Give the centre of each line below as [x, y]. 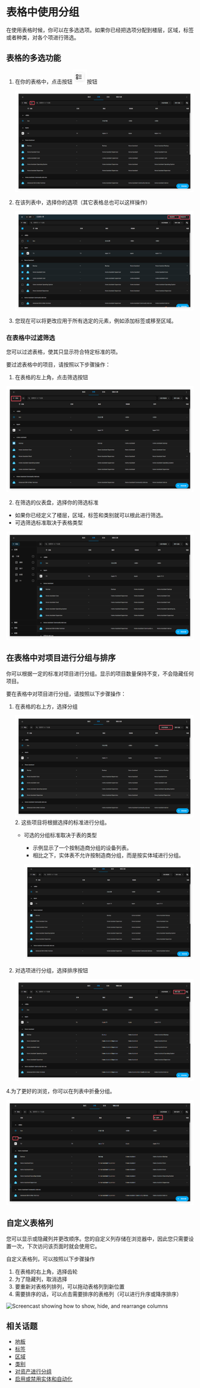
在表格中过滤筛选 [31, 338]
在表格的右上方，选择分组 [46, 706]
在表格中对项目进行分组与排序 [61, 658]
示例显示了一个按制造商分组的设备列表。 [82, 847]
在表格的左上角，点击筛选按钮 [51, 377]
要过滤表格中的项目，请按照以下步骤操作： [58, 365]
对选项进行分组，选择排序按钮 [51, 970]
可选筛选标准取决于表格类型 [49, 523]
